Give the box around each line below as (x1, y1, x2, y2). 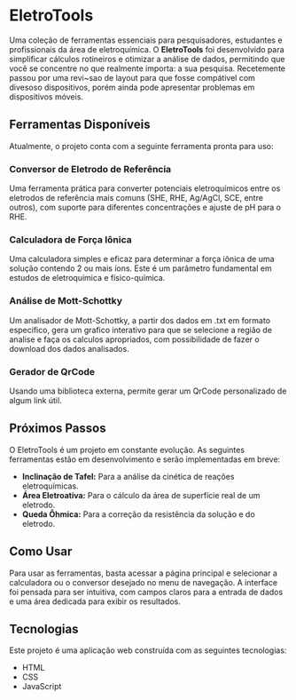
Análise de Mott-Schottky (9, 295, 122, 307)
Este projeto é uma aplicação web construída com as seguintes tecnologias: (9, 645, 287, 656)
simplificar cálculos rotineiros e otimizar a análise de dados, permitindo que (9, 53, 285, 64)
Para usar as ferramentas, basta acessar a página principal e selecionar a (9, 568, 277, 578)
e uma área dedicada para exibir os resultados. (9, 596, 182, 607)
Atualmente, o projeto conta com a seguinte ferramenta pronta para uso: (9, 140, 274, 151)
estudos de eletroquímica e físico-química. (9, 273, 166, 283)
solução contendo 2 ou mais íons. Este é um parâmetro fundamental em (9, 263, 272, 274)
